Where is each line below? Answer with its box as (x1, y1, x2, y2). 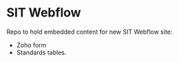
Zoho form (16, 41, 47, 49)
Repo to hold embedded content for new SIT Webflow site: (6, 28, 173, 36)
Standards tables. (16, 48, 67, 56)
